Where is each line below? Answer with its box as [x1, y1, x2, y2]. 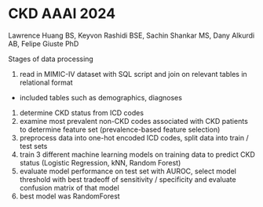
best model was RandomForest [19, 191, 120, 201]
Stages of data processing [8, 54, 94, 64]
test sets [19, 141, 48, 151]
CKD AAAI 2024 [8, 5, 116, 23]
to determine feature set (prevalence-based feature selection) [19, 125, 221, 134]
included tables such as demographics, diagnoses [19, 93, 183, 102]
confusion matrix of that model [19, 183, 119, 192]
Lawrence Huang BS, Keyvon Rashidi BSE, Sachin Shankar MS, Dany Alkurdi [8, 31, 255, 40]
